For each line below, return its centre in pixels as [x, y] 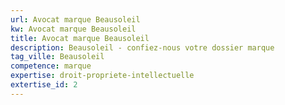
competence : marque [51, 66]
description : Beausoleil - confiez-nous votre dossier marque [142, 47]
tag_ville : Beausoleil [57, 57]
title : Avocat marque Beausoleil [80, 38]
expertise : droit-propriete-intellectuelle [102, 76]
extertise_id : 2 [44, 85]
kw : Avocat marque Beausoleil [73, 29]
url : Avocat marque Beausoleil [75, 19]
